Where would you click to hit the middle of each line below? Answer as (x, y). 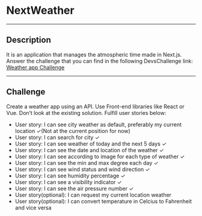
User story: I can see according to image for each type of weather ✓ (100, 156)
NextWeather (40, 11)
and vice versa (33, 208)
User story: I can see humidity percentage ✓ (70, 176)
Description (29, 40)
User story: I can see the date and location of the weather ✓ (89, 150)
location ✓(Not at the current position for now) (72, 131)
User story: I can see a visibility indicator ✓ (68, 182)
